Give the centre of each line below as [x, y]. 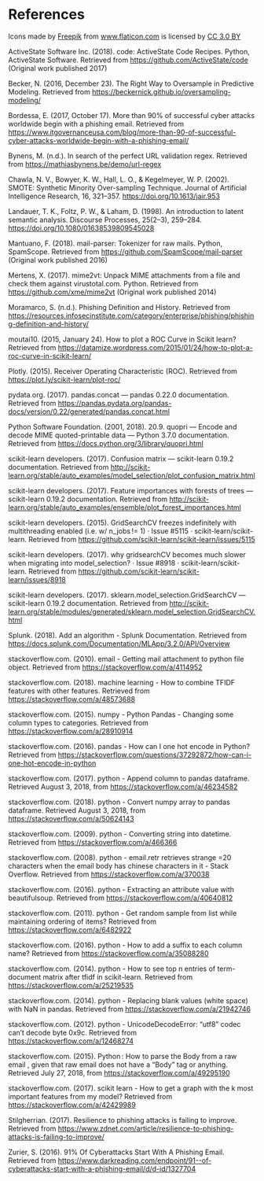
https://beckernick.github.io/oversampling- [161, 91]
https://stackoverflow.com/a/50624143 [71, 818]
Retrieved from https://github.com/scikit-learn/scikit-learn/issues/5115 [142, 539]
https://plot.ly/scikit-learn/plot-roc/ [64, 379]
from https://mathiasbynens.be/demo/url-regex [85, 164]
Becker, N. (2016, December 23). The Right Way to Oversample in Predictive [131, 83]
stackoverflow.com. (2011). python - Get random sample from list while [123, 913]
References [46, 15]
